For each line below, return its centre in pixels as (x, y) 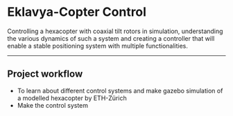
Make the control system (53, 105)
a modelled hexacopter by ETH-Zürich (72, 98)
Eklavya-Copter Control (77, 12)
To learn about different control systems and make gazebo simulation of (120, 90)
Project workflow (45, 74)
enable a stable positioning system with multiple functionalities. (98, 46)
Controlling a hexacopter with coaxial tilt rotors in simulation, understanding (115, 31)
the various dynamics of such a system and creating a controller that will (111, 38)
